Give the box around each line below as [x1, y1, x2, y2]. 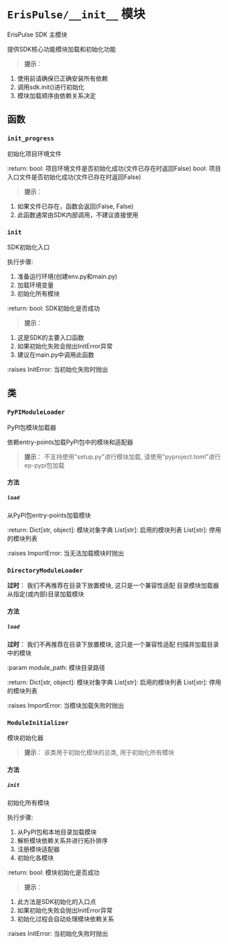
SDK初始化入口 [7, 242, 50, 251]
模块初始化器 [7, 734, 43, 742]
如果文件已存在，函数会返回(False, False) [17, 202, 134, 210]
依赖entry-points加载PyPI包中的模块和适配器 [7, 438, 134, 446]
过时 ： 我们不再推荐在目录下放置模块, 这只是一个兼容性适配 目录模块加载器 [7, 581, 219, 589]
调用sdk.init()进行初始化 [17, 83, 85, 91]
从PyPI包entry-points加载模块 [7, 511, 92, 520]
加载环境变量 [17, 280, 54, 289]
